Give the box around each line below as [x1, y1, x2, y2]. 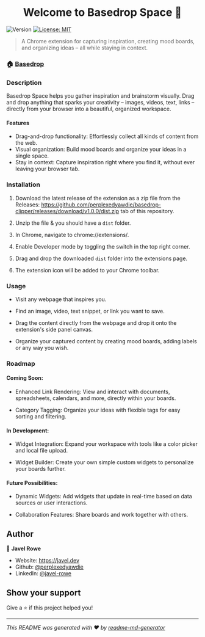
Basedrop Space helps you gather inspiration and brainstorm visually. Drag [6, 92, 195, 100]
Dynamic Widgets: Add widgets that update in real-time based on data [15, 493, 192, 500]
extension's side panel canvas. [15, 326, 93, 333]
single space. [15, 152, 49, 159]
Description [6, 78, 42, 87]
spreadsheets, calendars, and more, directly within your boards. [15, 395, 176, 402]
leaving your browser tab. [15, 165, 80, 173]
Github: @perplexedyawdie [15, 563, 84, 570]
